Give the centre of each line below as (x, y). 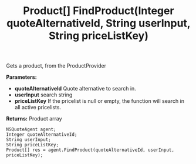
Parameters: (21, 77)
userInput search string (43, 95)
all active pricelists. (38, 108)
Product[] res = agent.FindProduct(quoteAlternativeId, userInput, (90, 150)
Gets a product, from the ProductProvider (56, 66)
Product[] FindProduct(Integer (99, 11)
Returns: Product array (34, 119)
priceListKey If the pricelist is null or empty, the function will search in (99, 101)
